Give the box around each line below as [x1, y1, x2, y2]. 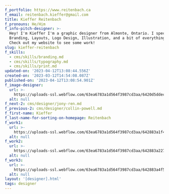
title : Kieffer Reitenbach [5, 17, 62, 22]
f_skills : [5, 50, 26, 55]
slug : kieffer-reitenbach [5, 45, 59, 50]
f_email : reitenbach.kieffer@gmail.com [5, 12, 89, 17]
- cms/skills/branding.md [9, 54, 64, 60]
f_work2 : [5, 139, 23, 144]
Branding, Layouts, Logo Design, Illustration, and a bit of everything [9, 36, 165, 41]
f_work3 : [5, 158, 23, 163]
